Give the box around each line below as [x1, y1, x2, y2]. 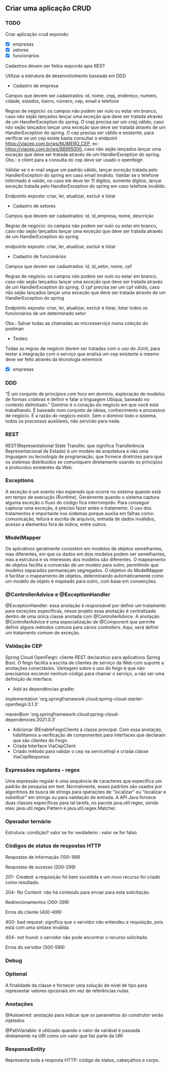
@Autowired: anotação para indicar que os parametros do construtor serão [5, 1012, 163, 1018]
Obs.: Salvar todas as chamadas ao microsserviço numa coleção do [5, 320, 148, 326]
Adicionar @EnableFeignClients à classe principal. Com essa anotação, [12, 726, 162, 732]
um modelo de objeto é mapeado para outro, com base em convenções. [5, 578, 157, 585]
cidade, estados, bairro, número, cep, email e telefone [5, 98, 119, 104]
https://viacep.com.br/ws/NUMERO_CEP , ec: [5, 140, 99, 146]
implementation [5, 696, 38, 702]
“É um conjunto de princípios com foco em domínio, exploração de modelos [5, 391, 165, 397]
